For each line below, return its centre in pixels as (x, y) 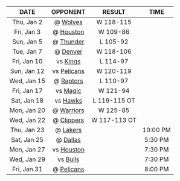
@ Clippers (69, 120)
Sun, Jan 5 (27, 42)
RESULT (114, 12)
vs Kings (69, 61)
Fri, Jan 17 (27, 91)
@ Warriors (68, 110)
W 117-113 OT (114, 120)
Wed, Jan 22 (27, 120)
